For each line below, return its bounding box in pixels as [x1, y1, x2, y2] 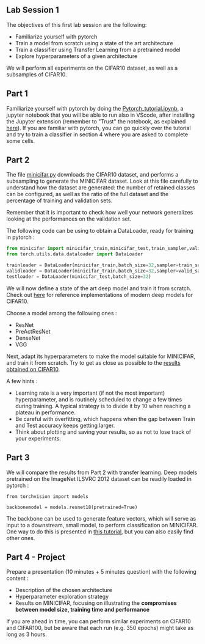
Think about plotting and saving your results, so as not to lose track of [15, 428, 192, 436]
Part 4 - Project [6, 552, 65, 563]
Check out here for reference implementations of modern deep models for [6, 291, 193, 298]
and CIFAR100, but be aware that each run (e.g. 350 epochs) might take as [6, 624, 194, 632]
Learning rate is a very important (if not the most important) [15, 389, 165, 397]
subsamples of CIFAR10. [6, 70, 67, 78]
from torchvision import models [6, 493, 88, 500]
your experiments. [15, 434, 61, 442]
